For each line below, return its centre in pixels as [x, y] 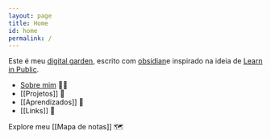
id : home [23, 31]
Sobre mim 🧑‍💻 [44, 85]
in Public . [24, 70]
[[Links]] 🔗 [37, 111]
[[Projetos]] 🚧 [42, 94]
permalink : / [30, 38]
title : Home [28, 23]
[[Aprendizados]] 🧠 [52, 102]
